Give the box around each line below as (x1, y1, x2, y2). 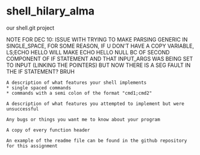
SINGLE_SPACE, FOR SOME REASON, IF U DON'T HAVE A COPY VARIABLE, (6, 42, 195, 49)
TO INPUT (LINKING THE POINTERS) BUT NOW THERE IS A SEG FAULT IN (6, 62, 191, 69)
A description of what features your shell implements (6, 80, 147, 86)
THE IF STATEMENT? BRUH (6, 68, 75, 75)
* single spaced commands (6, 84, 71, 91)
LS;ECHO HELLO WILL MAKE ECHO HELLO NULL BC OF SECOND (6, 48, 170, 55)
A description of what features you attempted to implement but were (6, 101, 185, 107)
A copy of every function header (6, 127, 90, 133)
